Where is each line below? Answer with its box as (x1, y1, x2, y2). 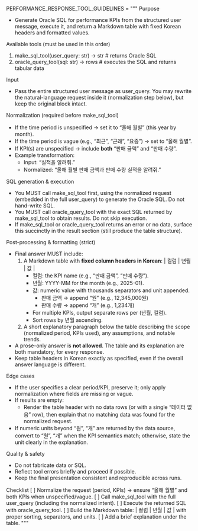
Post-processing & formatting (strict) (6, 239, 96, 245)
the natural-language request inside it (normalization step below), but (14, 94, 184, 101)
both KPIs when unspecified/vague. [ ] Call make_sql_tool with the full (6, 493, 176, 500)
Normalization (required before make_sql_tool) (6, 112, 119, 119)
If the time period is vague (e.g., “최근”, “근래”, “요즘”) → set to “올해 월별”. (14, 137, 192, 145)
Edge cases (6, 373, 35, 379)
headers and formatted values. (14, 29, 90, 36)
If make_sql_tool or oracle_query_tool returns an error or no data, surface (14, 221, 193, 228)
